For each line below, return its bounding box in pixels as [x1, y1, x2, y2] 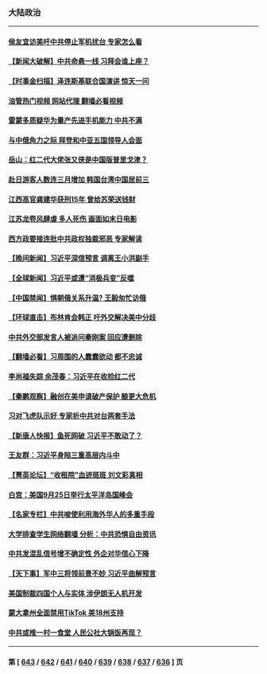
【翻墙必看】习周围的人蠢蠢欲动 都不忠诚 [8, 352, 143, 361]
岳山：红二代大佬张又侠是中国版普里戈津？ [8, 155, 148, 165]
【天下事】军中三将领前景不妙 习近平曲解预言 [8, 568, 157, 578]
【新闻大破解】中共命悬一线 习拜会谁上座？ [8, 56, 149, 66]
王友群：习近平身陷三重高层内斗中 [8, 450, 120, 460]
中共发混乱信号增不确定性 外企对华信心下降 [8, 549, 149, 559]
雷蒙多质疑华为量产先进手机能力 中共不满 [8, 115, 143, 125]
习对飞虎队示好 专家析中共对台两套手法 [8, 411, 136, 421]
